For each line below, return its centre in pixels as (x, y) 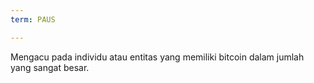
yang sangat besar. (50, 67)
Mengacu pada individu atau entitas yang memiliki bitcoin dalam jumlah (157, 57)
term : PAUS (33, 19)
